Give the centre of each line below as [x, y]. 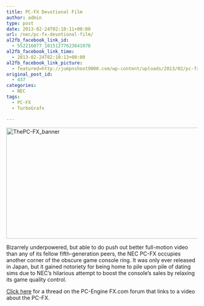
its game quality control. [36, 279]
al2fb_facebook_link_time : [40, 52]
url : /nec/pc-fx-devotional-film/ [50, 35]
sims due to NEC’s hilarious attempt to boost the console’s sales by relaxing [101, 273]
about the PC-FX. [28, 297]
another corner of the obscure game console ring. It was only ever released [101, 260]
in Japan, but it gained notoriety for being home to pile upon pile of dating [99, 266]
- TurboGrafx [28, 108]
